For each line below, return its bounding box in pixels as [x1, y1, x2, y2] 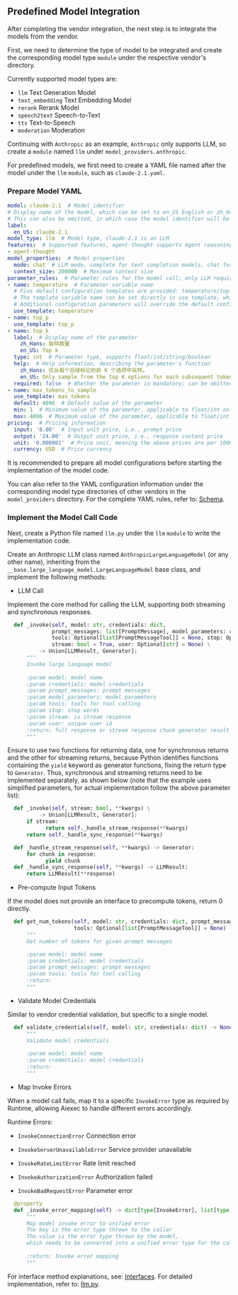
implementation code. [7, 536, 71, 545]
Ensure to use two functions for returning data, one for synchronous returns [7, 746, 229, 754]
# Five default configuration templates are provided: [13, 288, 179, 295]
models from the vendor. [7, 32, 79, 40]
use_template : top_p [13, 320, 74, 328]
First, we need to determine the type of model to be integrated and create [7, 45, 222, 54]
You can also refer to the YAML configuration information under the [7, 480, 204, 488]
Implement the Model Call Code [7, 513, 118, 523]
